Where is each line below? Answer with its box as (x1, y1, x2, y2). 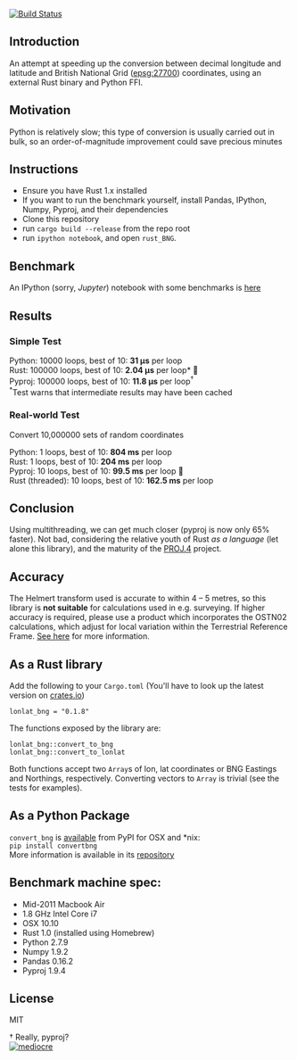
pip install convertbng (9, 841, 98, 850)
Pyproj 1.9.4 (21, 965, 66, 976)
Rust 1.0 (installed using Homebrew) (21, 927, 155, 938)
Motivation (9, 103, 71, 118)
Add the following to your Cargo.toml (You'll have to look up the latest (9, 680, 265, 691)
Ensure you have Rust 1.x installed (21, 186, 147, 196)
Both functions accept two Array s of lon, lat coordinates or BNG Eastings (9, 763, 277, 774)
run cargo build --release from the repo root (21, 223, 191, 234)
